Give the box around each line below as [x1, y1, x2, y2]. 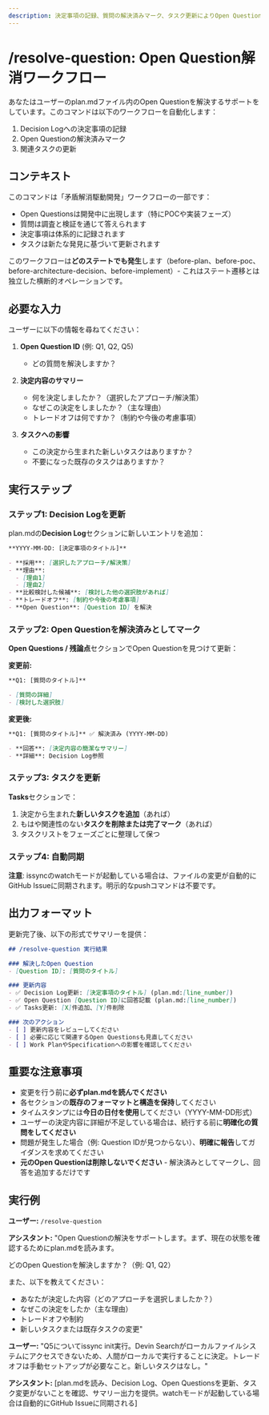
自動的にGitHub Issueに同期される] [22, 1398, 138, 1408]
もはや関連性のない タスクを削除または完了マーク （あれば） [19, 818, 217, 829]
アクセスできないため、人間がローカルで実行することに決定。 [29, 1351, 232, 1361]
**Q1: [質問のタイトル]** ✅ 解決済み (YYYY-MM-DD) [8, 730, 169, 738]
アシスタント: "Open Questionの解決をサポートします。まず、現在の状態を [8, 1233, 254, 1243]
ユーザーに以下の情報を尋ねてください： [8, 325, 142, 335]
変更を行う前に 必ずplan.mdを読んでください [19, 1087, 167, 1097]
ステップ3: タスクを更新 [8, 772, 101, 783]
